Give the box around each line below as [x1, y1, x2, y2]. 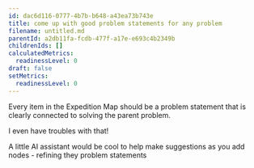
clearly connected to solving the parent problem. [8, 110, 171, 120]
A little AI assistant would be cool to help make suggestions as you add [8, 141, 245, 151]
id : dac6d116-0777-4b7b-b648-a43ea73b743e [8, 11, 154, 20]
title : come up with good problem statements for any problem [8, 19, 222, 27]
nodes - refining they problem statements [8, 150, 147, 160]
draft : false [8, 65, 53, 73]
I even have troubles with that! [8, 126, 109, 136]
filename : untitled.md [8, 27, 85, 35]
